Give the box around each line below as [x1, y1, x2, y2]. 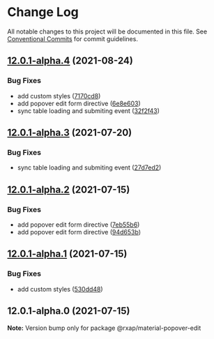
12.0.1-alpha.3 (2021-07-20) [7, 127, 132, 139]
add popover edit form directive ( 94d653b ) [17, 228, 142, 236]
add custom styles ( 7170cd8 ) [17, 91, 101, 100]
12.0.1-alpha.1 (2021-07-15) [7, 248, 128, 260]
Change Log [7, 4, 79, 20]
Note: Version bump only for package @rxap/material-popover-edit [7, 324, 201, 332]
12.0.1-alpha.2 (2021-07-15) [7, 183, 130, 195]
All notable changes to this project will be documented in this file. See [7, 27, 208, 36]
